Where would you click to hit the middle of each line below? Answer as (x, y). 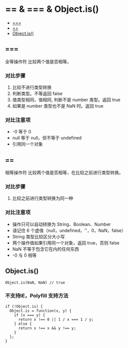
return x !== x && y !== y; (47, 328)
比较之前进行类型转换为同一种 (43, 198)
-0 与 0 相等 (24, 255)
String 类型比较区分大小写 (39, 236)
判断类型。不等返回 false (37, 94)
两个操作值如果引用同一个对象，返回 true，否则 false (66, 243)
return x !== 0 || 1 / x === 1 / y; (56, 319)
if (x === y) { (30, 315)
